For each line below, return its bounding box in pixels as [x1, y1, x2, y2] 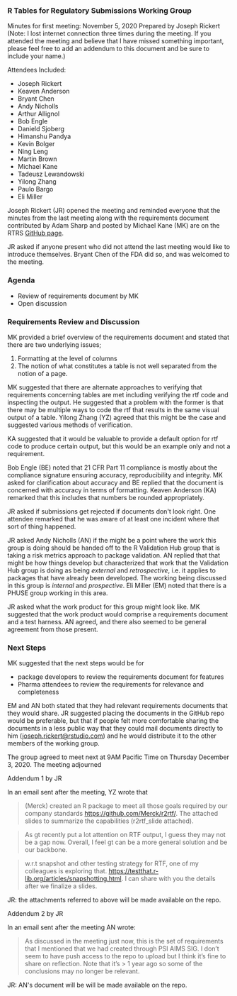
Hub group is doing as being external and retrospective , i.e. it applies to [7, 566, 216, 575]
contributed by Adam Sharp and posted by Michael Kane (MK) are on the [7, 221, 220, 230]
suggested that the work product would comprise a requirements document [7, 609, 229, 619]
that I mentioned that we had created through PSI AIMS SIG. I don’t [24, 944, 219, 953]
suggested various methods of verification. [7, 421, 133, 429]
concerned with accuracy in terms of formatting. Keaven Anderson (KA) [7, 485, 217, 494]
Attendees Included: [7, 66, 67, 74]
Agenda [7, 275, 35, 285]
